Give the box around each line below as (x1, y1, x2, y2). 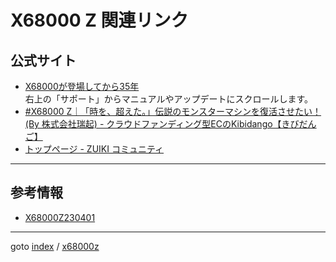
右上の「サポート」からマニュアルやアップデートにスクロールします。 (24, 93, 313, 105)
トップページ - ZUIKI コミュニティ (24, 143, 165, 155)
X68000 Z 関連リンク (10, 9, 189, 32)
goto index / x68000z (10, 240, 100, 252)
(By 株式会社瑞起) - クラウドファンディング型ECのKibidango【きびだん (24, 118, 317, 130)
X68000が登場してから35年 (24, 81, 140, 92)
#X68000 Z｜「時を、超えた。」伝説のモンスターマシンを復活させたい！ (24, 106, 322, 117)
